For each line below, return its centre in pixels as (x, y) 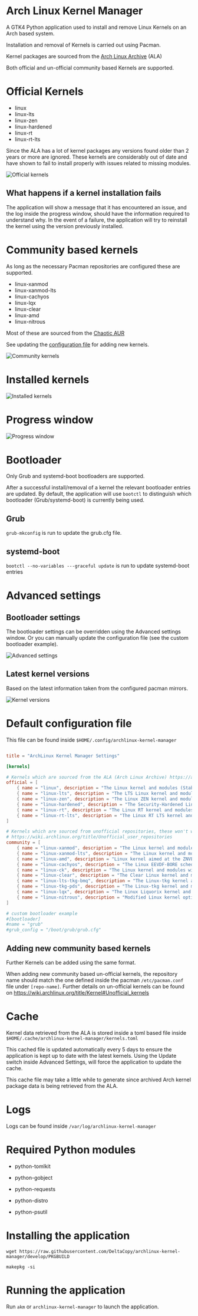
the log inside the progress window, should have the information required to (98, 213)
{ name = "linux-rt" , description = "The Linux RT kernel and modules (105, 810)
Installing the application (68, 1236)
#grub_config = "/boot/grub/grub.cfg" (54, 930)
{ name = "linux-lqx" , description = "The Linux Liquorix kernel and (104, 892)
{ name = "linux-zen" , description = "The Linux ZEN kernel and (97, 799)
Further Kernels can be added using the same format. (71, 963)
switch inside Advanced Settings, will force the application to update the (94, 1062)
